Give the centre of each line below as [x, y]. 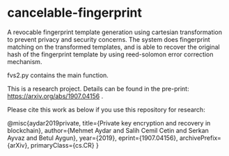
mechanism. [25, 61]
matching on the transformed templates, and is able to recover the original [114, 47]
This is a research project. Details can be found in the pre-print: [98, 88]
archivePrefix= [200, 138]
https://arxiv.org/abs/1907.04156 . [55, 96]
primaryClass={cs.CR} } [64, 145]
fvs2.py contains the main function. [58, 75]
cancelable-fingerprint [75, 13]
